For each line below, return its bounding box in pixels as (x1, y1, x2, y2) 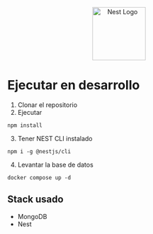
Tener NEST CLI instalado (17, 134, 93, 143)
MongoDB (17, 212, 47, 221)
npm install (7, 121, 42, 129)
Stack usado (7, 194, 64, 206)
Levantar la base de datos (17, 160, 93, 169)
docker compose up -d (7, 174, 72, 181)
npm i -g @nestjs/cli (7, 147, 72, 155)
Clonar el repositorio (17, 100, 78, 109)
